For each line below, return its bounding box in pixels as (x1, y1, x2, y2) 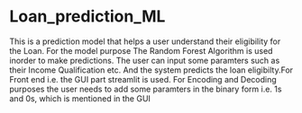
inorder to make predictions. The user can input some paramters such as (9, 55, 280, 65)
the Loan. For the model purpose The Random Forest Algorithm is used (9, 45, 273, 56)
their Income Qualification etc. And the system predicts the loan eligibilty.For (9, 65, 294, 75)
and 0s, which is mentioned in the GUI (9, 92, 151, 104)
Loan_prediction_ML (9, 6, 166, 27)
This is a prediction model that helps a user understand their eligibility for (9, 36, 281, 47)
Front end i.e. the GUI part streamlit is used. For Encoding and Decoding (9, 74, 277, 84)
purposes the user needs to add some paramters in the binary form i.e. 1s (9, 83, 282, 94)
